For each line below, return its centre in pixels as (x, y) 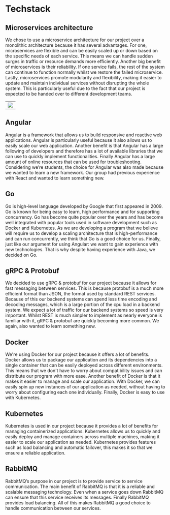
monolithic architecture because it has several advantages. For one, (76, 45)
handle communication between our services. (53, 508)
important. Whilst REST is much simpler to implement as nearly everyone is (84, 315)
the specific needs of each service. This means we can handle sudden (79, 56)
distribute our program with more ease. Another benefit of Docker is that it (83, 376)
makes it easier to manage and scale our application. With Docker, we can (82, 381)
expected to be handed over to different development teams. (69, 94)
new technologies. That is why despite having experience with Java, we (80, 249)
